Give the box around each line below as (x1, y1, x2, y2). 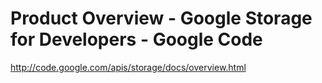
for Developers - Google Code (10, 28, 263, 51)
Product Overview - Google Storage (10, 7, 313, 30)
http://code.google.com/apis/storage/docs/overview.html (10, 61, 247, 73)
